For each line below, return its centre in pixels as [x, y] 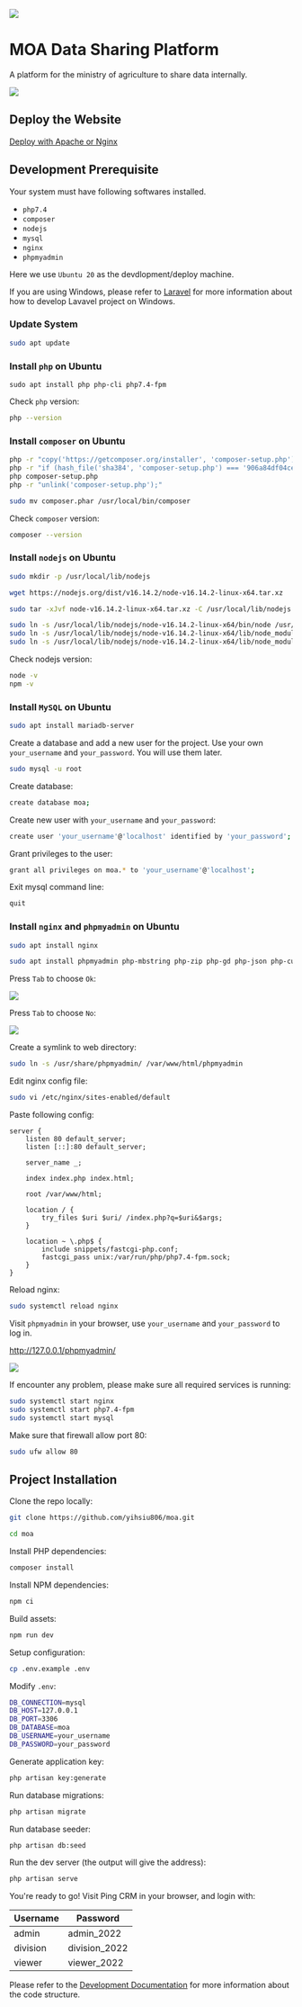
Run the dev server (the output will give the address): [108, 1862]
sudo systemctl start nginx [62, 1401]
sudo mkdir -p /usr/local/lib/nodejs [80, 576]
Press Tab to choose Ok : [53, 979]
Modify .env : [33, 1686]
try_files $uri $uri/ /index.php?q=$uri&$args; [132, 1218]
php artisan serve [44, 1879]
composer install [42, 1568]
